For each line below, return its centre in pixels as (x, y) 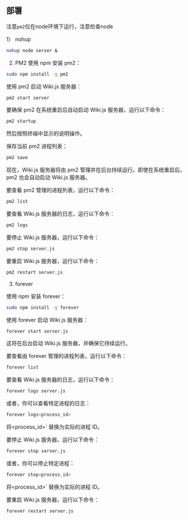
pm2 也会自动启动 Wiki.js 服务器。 (49, 177)
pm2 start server (28, 98)
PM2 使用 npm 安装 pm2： (48, 62)
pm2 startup (21, 121)
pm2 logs (17, 225)
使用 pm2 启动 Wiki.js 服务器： (44, 86)
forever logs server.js (36, 391)
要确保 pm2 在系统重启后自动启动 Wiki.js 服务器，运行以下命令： (86, 110)
